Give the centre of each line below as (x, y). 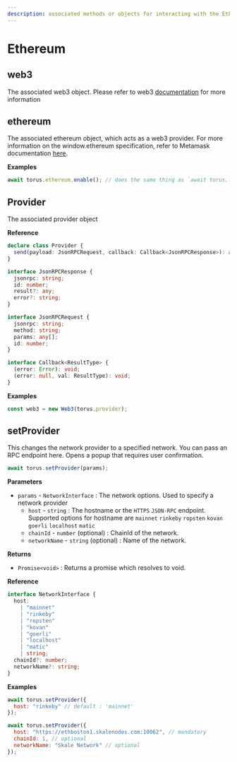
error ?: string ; (37, 298)
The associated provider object (53, 219)
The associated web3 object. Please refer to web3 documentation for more (116, 92)
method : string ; (37, 330)
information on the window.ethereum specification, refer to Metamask (109, 146)
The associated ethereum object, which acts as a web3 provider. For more (115, 138)
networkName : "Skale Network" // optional (77, 745)
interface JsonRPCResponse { (50, 272)
